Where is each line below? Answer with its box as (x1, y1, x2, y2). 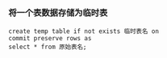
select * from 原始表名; (8, 43, 87, 52)
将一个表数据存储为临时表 (8, 6, 108, 18)
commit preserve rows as (8, 35, 92, 43)
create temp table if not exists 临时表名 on (8, 27, 160, 35)
